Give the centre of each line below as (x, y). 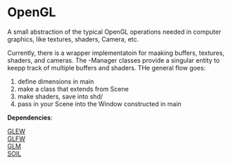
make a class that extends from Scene (73, 89)
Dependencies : (30, 118)
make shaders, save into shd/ (60, 96)
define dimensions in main (56, 81)
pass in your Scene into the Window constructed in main (99, 103)
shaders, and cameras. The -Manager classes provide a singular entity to (114, 60)
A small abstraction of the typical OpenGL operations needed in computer (114, 32)
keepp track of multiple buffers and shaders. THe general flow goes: (107, 68)
